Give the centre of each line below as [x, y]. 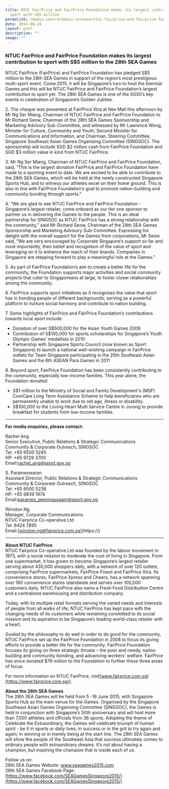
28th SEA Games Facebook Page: [40, 770]
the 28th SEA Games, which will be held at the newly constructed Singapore [84, 178]
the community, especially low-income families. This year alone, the [75, 376]
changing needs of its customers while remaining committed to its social [80, 614]
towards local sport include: [34, 319]
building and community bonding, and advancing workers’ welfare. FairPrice [84, 656]
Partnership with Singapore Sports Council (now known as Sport [79, 344]
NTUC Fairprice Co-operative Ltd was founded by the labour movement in [82, 551]
